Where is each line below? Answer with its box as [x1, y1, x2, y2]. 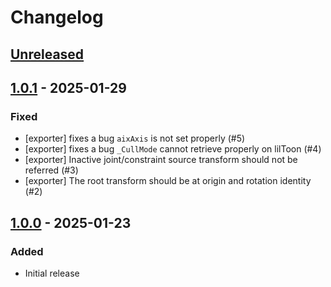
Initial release [24, 267, 80, 279]
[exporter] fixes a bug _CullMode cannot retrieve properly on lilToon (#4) [24, 143, 322, 155]
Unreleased [10, 46, 85, 63]
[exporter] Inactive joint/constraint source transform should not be [24, 154, 298, 166]
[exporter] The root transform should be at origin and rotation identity [24, 175, 312, 187]
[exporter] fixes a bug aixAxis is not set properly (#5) [24, 132, 246, 145]
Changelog [10, 6, 104, 29]
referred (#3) [24, 164, 79, 176]
